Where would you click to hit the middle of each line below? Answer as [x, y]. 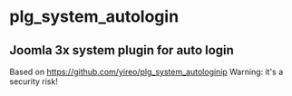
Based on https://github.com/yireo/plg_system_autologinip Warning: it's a [146, 72]
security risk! [34, 82]
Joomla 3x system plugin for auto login [122, 50]
